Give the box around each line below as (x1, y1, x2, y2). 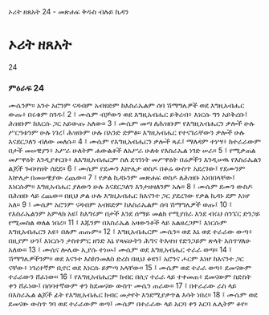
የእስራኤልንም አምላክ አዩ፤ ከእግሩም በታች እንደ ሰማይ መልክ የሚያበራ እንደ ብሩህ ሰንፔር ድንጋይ (8, 208, 261, 219)
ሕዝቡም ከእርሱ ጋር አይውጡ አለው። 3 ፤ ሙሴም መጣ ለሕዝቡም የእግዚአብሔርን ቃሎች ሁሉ (8, 119, 255, 128)
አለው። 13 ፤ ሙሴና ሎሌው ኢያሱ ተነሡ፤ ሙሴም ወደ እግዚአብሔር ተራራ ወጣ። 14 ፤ (8, 244, 232, 255)
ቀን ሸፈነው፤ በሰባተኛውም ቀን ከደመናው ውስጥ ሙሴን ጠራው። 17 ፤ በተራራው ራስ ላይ (8, 281, 237, 291)
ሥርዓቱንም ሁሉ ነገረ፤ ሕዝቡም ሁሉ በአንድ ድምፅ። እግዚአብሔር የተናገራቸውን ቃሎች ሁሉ (8, 127, 245, 137)
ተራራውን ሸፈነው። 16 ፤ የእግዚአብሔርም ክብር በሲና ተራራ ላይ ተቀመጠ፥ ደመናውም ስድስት (8, 272, 251, 281)
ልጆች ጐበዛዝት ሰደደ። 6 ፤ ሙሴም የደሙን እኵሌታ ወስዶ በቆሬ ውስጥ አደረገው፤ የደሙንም (8, 164, 246, 173)
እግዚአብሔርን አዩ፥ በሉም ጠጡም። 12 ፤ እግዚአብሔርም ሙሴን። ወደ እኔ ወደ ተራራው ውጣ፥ (8, 227, 253, 236)
